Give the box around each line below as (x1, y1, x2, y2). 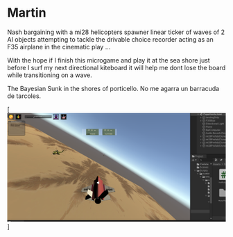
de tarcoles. (7, 92, 42, 100)
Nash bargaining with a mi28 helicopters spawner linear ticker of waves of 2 (7, 28, 225, 36)
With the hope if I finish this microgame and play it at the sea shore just (7, 56, 210, 64)
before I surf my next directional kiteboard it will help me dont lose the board (7, 63, 226, 72)
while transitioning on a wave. (7, 71, 92, 79)
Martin (7, 5, 46, 21)
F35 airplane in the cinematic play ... (7, 42, 111, 51)
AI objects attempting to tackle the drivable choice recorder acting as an (7, 35, 214, 43)
